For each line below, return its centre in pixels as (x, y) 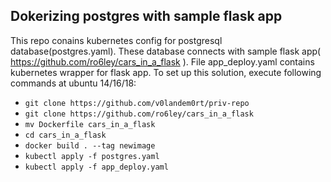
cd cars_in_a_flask (65, 135)
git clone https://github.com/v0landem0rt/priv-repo (137, 103)
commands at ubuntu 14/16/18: (73, 83)
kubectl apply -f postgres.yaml (92, 156)
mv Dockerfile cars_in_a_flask (90, 124)
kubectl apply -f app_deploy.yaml (96, 167)
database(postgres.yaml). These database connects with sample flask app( (166, 51)
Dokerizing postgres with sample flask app (146, 16)
